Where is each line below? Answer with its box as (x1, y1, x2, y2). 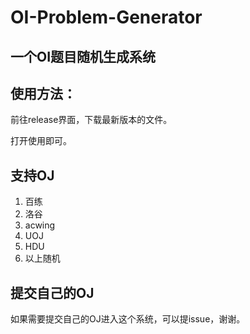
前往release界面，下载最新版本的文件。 (10, 114, 173, 126)
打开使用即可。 (10, 135, 72, 147)
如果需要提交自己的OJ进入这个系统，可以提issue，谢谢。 (10, 313, 246, 325)
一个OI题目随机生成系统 (10, 48, 157, 65)
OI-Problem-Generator (10, 6, 203, 29)
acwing (24, 219, 56, 231)
